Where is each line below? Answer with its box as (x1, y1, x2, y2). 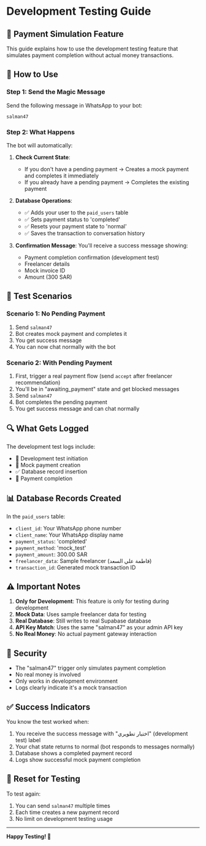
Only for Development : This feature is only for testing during (15, 597, 169, 605)
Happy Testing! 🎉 (6, 832, 51, 840)
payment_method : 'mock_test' (15, 544, 86, 551)
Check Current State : (15, 153, 71, 161)
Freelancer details (24, 260, 71, 268)
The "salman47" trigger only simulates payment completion (15, 664, 166, 672)
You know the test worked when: (6, 718, 90, 726)
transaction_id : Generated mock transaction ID (15, 564, 136, 571)
